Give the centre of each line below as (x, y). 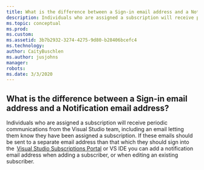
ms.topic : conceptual (34, 23)
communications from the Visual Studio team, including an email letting (95, 129)
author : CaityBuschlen (35, 52)
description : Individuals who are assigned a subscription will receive (100, 18)
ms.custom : (20, 35)
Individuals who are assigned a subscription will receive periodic (87, 123)
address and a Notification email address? (88, 108)
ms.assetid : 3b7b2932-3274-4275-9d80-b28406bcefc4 (72, 40)
